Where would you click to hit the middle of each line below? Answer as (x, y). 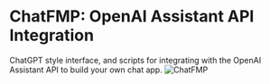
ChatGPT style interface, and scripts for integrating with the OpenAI (135, 60)
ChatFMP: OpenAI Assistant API (132, 17)
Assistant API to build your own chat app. (86, 70)
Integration (52, 35)
